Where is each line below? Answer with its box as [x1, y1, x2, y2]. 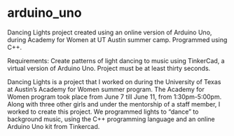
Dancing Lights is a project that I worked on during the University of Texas [7, 77, 221, 86]
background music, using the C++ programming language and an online [7, 114, 215, 123]
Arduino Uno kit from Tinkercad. [7, 122, 100, 130]
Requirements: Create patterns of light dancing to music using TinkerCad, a [7, 56, 226, 64]
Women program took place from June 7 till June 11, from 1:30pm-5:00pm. [7, 93, 222, 101]
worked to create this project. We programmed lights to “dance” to [7, 107, 199, 116]
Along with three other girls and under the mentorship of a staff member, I [7, 100, 221, 108]
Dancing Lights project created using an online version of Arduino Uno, [7, 28, 212, 36]
